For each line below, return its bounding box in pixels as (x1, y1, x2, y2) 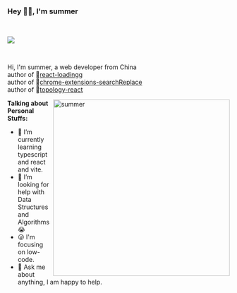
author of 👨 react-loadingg (7, 71, 83, 79)
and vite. (17, 165, 44, 174)
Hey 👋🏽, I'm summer (7, 6, 79, 16)
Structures (17, 203, 49, 211)
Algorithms (17, 218, 50, 227)
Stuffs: (7, 114, 28, 123)
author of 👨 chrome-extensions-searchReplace (7, 78, 142, 87)
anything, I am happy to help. (17, 278, 102, 287)
